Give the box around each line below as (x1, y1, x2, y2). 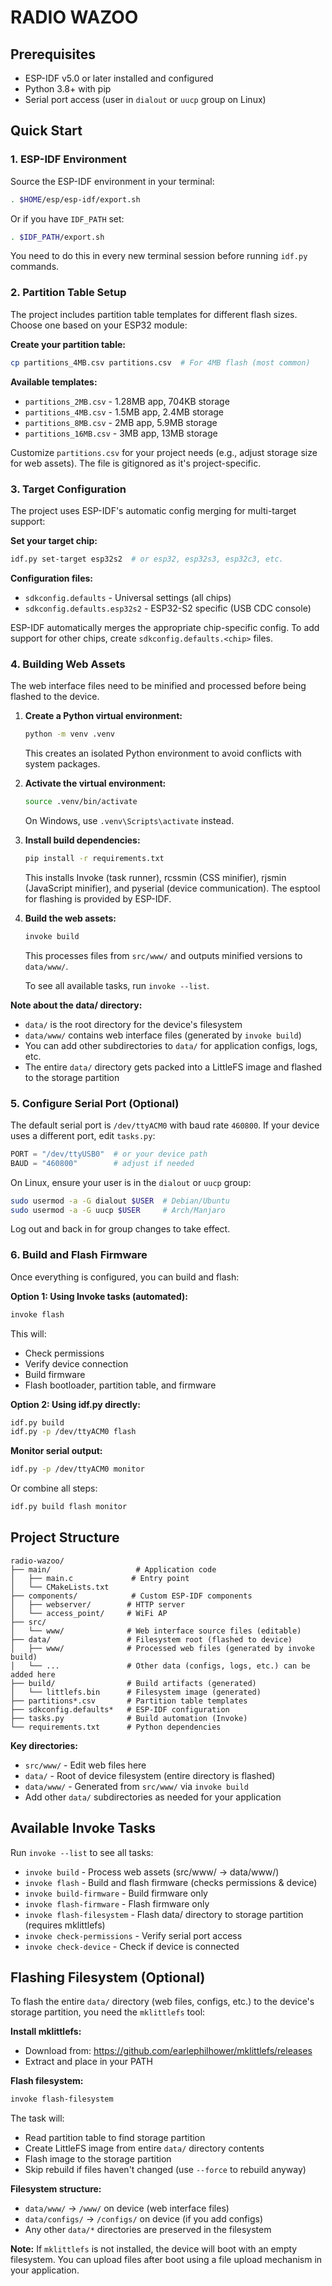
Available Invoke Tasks (10, 1820, 157, 1837)
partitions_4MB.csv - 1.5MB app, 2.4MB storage (24, 406, 224, 418)
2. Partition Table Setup (10, 286, 127, 300)
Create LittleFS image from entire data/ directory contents (24, 2142, 265, 2155)
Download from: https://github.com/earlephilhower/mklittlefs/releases (24, 2045, 313, 2057)
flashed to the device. (10, 691, 100, 703)
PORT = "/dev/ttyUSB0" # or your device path (10, 1149, 208, 1159)
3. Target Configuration (10, 482, 127, 496)
